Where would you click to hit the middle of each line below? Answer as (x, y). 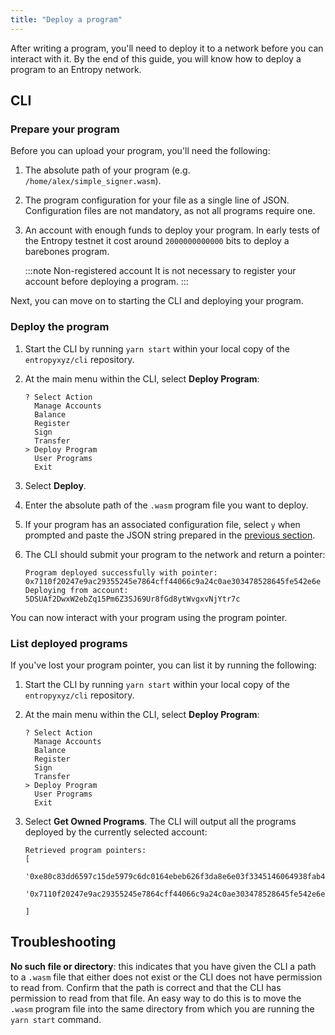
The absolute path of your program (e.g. (107, 170)
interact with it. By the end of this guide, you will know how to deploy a (156, 58)
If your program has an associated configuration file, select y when (162, 524)
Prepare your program (65, 129)
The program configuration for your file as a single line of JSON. (157, 200)
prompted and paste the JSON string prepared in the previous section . (170, 535)
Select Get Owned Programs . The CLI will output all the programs (160, 821)
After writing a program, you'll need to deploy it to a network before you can (167, 48)
